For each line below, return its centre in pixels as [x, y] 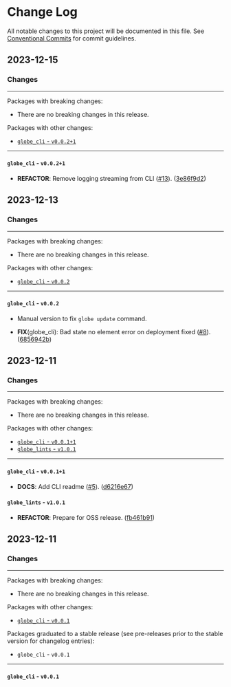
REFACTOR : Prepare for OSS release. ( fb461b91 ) [86, 517]
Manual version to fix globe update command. [82, 318]
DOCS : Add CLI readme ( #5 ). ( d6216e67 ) [75, 486]
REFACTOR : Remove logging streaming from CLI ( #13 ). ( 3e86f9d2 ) [111, 178]
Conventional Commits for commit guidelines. [71, 38]
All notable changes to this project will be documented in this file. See [106, 31]
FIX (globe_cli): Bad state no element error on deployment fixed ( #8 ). [114, 331]
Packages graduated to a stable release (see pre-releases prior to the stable [115, 633]
